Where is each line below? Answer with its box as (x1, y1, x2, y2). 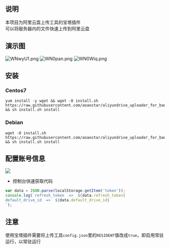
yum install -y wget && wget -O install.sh (5, 98, 99, 104)
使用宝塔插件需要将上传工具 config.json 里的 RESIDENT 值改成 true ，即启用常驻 (5, 232, 164, 238)
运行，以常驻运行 (5, 238, 41, 244)
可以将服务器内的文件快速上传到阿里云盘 (5, 25, 90, 31)
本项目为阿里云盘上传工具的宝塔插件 (5, 19, 81, 25)
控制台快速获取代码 (12, 178, 53, 184)
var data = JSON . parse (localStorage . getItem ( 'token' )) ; (5, 188, 125, 193)
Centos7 (5, 87, 27, 94)
